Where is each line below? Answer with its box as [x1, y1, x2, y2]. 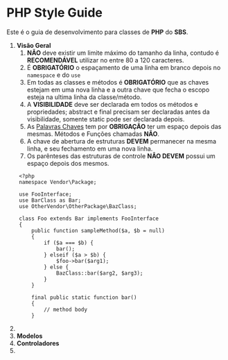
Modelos [16, 332, 43, 340]
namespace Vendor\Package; [19, 178, 97, 185]
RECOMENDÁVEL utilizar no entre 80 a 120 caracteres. [26, 55, 184, 64]
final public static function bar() [31, 293, 137, 301]
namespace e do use [26, 71, 81, 79]
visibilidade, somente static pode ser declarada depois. [26, 114, 185, 123]
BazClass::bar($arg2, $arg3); [55, 269, 143, 277]
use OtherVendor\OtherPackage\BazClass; [19, 203, 137, 209]
